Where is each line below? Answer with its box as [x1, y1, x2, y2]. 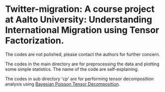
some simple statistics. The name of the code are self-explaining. [5, 66, 139, 72]
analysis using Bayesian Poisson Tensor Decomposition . [5, 81, 120, 87]
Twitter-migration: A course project [5, 3, 155, 15]
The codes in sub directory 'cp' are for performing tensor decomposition [5, 76, 154, 82]
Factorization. [5, 35, 65, 46]
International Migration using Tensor [5, 25, 160, 36]
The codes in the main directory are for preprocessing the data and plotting [5, 61, 160, 67]
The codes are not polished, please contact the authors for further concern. [5, 51, 161, 57]
